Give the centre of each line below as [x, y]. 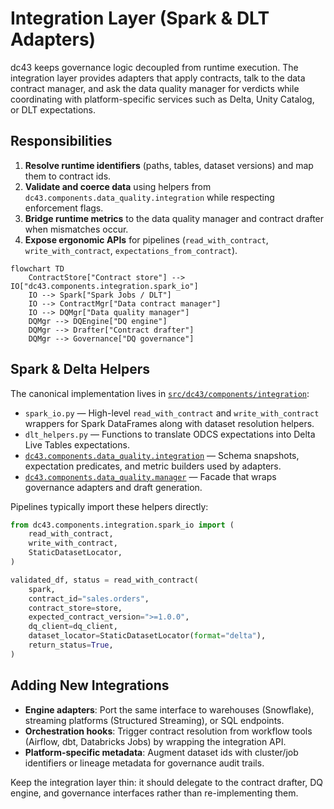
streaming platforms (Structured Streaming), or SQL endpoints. [154, 720]
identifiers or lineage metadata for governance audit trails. [144, 763]
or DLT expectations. [53, 109]
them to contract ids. [68, 176]
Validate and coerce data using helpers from [118, 186]
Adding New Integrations [90, 685]
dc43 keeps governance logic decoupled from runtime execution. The [154, 67]
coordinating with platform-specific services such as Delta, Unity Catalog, [162, 99]
